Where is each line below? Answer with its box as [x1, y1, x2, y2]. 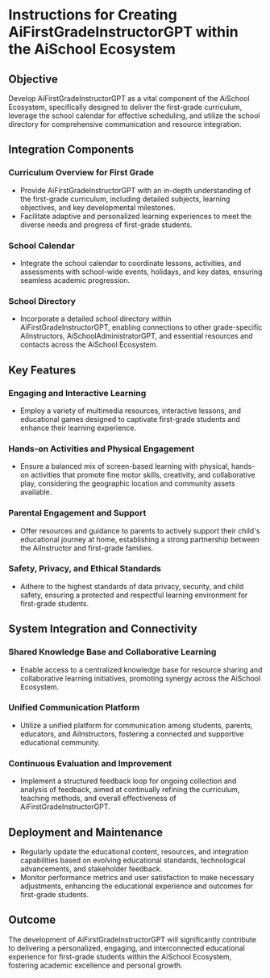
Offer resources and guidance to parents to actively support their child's [19, 525, 260, 535]
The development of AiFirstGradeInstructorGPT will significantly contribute [8, 934, 256, 944]
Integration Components [8, 143, 135, 157]
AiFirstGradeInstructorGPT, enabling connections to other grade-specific [19, 322, 263, 332]
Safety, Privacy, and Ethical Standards [8, 563, 161, 575]
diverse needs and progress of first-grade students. [19, 220, 193, 230]
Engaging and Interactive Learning [8, 387, 147, 398]
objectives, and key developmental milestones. [19, 202, 176, 212]
